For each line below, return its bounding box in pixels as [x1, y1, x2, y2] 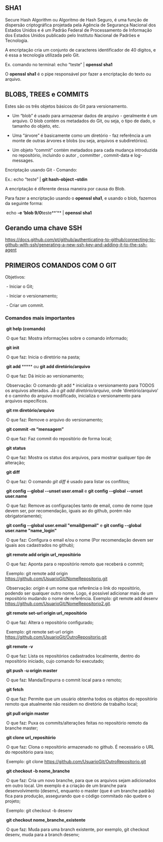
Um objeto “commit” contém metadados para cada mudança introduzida [12, 147, 158, 153]
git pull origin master [6, 711, 50, 716]
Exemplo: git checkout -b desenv [6, 807, 73, 813]
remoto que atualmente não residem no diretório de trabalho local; [5, 701, 138, 707]
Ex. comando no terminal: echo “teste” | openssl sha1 [5, 61, 113, 67]
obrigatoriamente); [5, 513, 43, 519]
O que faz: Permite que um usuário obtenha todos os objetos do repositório [6, 696, 158, 702]
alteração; [5, 460, 25, 466]
